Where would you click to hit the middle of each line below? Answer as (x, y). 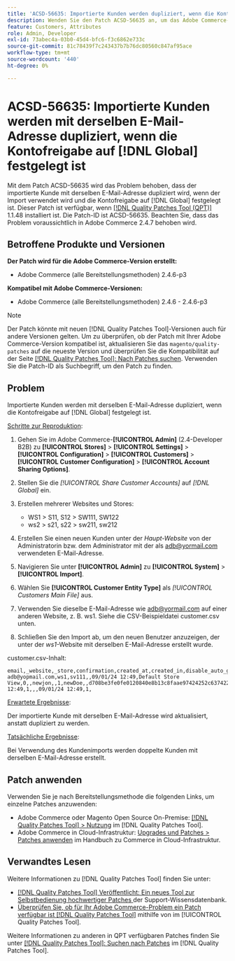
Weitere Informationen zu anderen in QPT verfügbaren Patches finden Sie (114, 935)
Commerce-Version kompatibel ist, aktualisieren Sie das (88, 344)
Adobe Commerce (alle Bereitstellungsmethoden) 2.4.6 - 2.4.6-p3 (112, 302)
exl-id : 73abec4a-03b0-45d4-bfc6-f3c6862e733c (76, 40)
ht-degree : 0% (28, 66)
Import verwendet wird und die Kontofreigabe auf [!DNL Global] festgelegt (114, 200)
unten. (27, 624)
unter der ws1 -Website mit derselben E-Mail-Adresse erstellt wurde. (115, 645)
